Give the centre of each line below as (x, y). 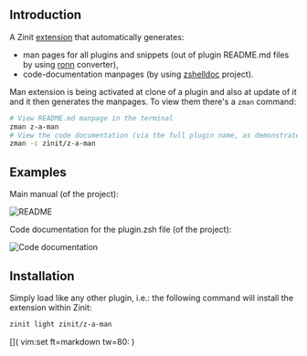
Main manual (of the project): (64, 194)
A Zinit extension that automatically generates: (97, 37)
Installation (42, 276)
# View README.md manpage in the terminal (91, 118)
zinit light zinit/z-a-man (61, 324)
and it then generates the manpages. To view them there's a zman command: (153, 101)
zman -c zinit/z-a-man (53, 144)
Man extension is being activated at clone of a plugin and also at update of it (153, 91)
